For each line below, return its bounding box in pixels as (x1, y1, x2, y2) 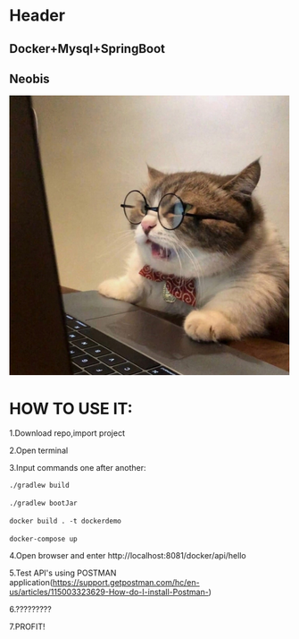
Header (9, 5, 65, 26)
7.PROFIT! (9, 621, 46, 632)
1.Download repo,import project (9, 428, 125, 439)
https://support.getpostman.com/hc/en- (52, 577, 200, 588)
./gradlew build (9, 481, 70, 490)
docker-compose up (9, 534, 78, 544)
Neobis (9, 71, 51, 86)
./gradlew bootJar (9, 498, 78, 508)
